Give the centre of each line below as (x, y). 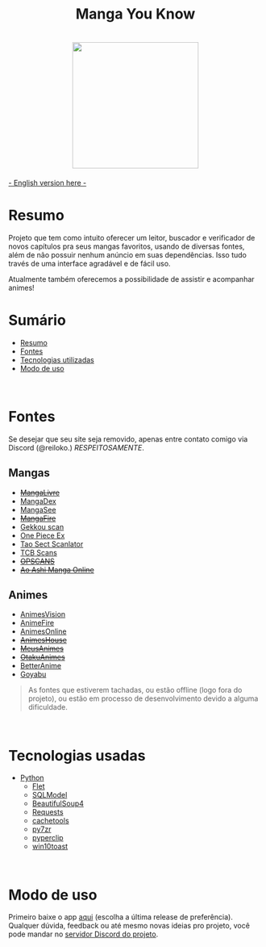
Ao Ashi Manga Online (57, 569)
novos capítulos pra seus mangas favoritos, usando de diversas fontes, (127, 246)
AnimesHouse (43, 640)
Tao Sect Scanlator (52, 544)
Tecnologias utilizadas (57, 359)
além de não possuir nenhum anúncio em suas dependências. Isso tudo (128, 254)
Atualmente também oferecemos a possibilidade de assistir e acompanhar (132, 279)
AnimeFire (37, 623)
